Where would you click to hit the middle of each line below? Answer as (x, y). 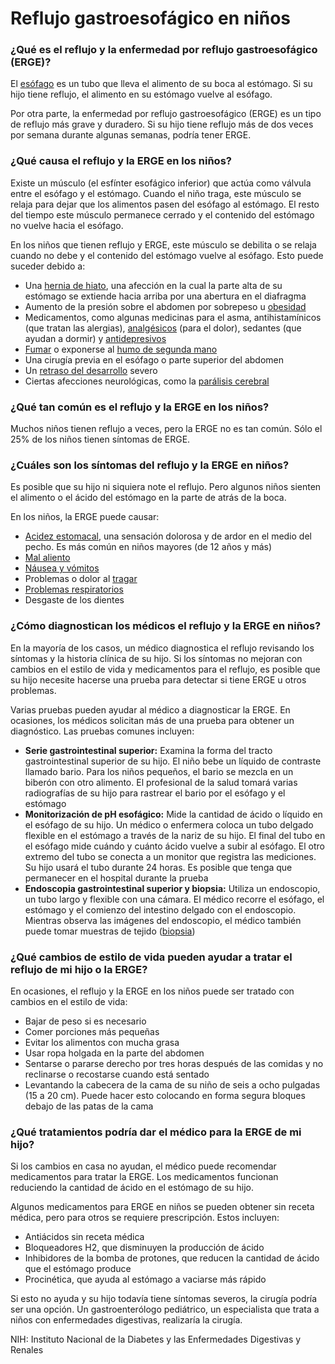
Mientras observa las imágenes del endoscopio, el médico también (163, 920)
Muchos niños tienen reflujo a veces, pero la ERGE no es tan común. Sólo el (166, 429)
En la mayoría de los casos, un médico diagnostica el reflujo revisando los (162, 648)
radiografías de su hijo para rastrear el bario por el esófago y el (155, 793)
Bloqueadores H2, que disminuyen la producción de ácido (144, 1248)
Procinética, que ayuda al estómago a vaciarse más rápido (145, 1279)
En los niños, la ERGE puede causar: (85, 517)
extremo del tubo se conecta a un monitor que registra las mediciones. (170, 856)
